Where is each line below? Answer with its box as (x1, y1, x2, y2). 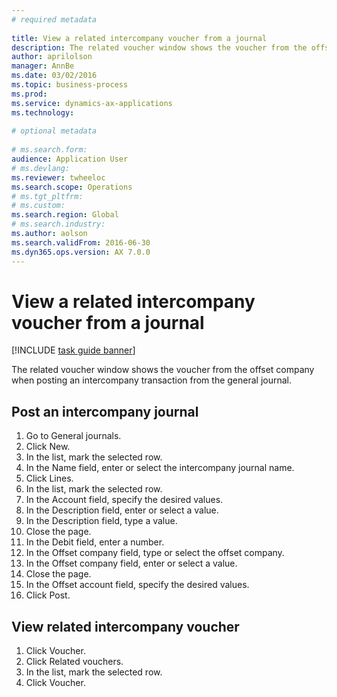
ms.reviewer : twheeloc (11, 172, 106, 183)
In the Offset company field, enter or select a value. (25, 557, 238, 570)
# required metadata (11, 14, 98, 25)
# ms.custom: (11, 201, 66, 211)
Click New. (25, 441, 71, 453)
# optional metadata (11, 126, 98, 136)
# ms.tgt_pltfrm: (11, 191, 84, 201)
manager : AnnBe (11, 61, 75, 71)
